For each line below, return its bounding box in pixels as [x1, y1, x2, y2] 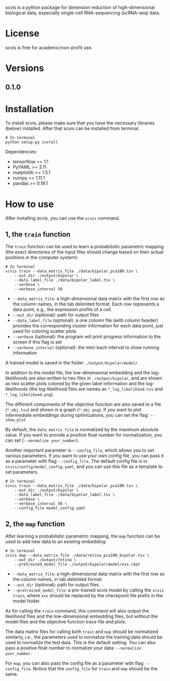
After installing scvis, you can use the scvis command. [5, 215, 120, 221]
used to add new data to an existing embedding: [5, 538, 107, 545]
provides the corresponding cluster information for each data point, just [12, 323, 163, 329]
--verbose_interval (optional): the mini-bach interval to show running [12, 344, 160, 350]
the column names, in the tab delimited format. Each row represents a [12, 301, 159, 307]
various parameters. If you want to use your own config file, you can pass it [5, 453, 164, 459]
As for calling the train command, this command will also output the [5, 608, 149, 614]
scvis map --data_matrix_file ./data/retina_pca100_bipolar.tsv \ [5, 553, 150, 558]
